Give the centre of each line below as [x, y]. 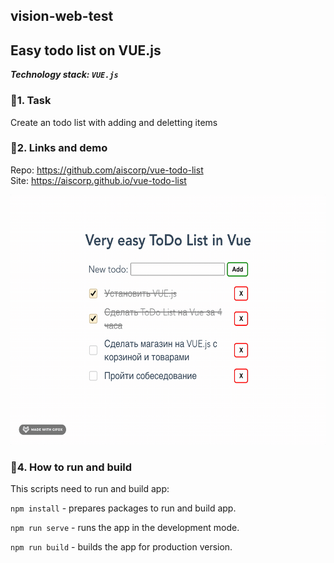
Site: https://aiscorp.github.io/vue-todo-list [98, 180]
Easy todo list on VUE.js [86, 50]
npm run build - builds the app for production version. [121, 547]
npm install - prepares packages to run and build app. [123, 508]
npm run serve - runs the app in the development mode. [125, 528]
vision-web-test [62, 16]
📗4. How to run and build [71, 467]
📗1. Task [31, 101]
